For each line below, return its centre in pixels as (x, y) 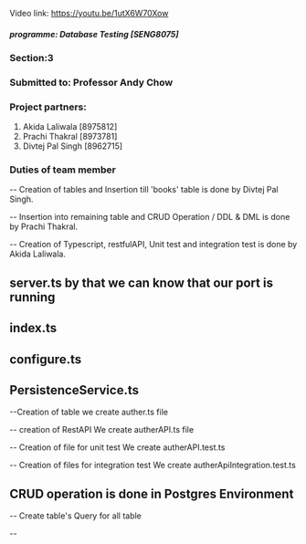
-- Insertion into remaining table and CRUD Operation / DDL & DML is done (150, 217)
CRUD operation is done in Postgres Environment (152, 493)
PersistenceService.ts (74, 390)
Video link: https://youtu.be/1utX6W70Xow (89, 13)
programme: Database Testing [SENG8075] (95, 34)
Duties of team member (63, 170)
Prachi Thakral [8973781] (70, 137)
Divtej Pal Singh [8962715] (73, 146)
